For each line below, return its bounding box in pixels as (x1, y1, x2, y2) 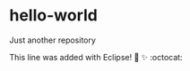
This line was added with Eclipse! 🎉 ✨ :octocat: (9, 51, 183, 62)
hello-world (9, 5, 99, 26)
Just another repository (9, 35, 97, 45)
